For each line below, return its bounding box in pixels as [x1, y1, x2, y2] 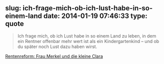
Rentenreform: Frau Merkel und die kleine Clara [5, 53, 103, 59]
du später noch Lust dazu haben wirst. [17, 43, 97, 49]
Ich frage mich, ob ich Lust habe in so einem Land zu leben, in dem [17, 32, 156, 39]
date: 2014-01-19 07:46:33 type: [43, 12, 148, 20]
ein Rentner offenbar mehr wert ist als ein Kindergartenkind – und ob [17, 38, 159, 44]
